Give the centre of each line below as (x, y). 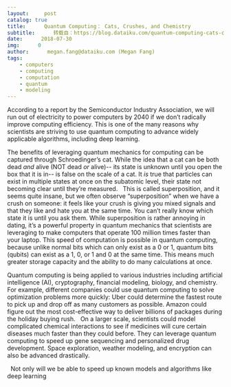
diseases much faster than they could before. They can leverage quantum (112, 333)
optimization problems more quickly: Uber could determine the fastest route (114, 297)
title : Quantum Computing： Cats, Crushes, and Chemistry (99, 26)
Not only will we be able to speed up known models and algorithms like (111, 369)
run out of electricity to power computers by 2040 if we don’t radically (107, 117)
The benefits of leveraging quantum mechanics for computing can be (106, 153)
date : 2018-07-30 (40, 39)
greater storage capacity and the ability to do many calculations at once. (110, 262)
